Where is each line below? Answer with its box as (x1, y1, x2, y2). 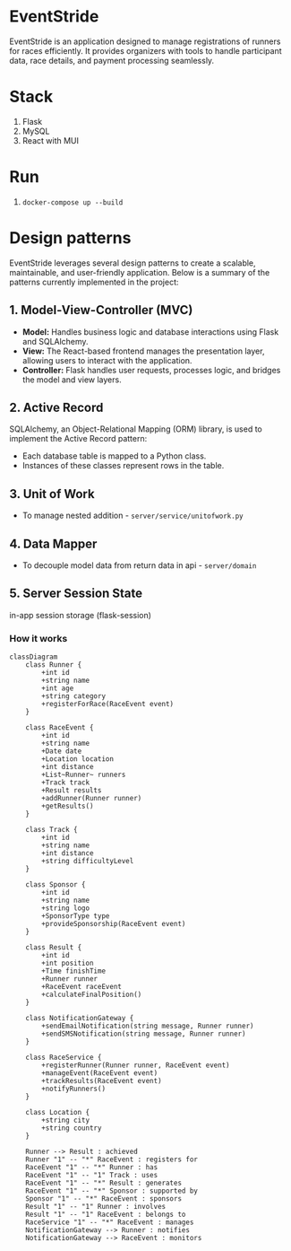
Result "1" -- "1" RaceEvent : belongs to (25, 1210, 186, 1220)
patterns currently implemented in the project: (9, 276, 179, 287)
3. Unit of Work (9, 486, 96, 502)
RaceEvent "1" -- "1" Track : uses (25, 1171, 158, 1180)
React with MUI (21, 135, 79, 145)
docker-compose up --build (21, 197, 124, 207)
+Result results (41, 786, 102, 795)
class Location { (25, 1108, 90, 1117)
